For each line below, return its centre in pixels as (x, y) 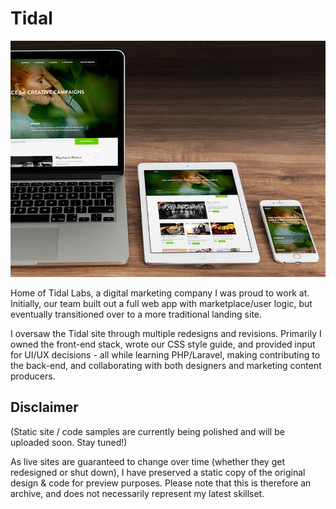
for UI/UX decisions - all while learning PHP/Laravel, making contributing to (165, 354)
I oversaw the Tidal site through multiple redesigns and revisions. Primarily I (166, 333)
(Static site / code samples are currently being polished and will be (147, 431)
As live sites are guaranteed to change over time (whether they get (147, 461)
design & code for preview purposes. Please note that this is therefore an (161, 483)
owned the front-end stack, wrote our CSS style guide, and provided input (163, 344)
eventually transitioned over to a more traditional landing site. (136, 314)
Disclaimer (44, 407)
